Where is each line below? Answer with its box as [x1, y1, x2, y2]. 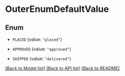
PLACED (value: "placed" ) [12, 36, 62, 42]
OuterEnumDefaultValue [5, 3, 109, 15]
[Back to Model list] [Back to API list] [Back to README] [5, 66, 120, 71]
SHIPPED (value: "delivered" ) [12, 56, 71, 62]
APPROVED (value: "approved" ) [12, 46, 71, 52]
